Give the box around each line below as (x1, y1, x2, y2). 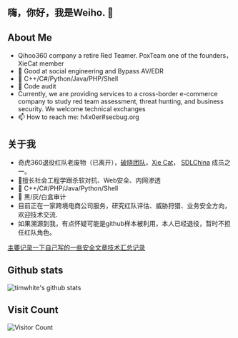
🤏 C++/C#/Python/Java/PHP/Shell (17, 74, 119, 83)
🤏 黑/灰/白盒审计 (17, 193, 66, 201)
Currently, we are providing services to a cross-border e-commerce (17, 90, 218, 98)
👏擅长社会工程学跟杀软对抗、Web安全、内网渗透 (17, 176, 161, 185)
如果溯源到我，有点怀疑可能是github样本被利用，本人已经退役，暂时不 (17, 220, 225, 228)
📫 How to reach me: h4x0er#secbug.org (17, 113, 139, 121)
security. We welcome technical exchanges (17, 105, 146, 113)
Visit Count (7, 304, 59, 316)
